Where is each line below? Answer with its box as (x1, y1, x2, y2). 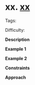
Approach (5, 74, 26, 80)
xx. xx (5, 1, 31, 13)
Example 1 (5, 46, 26, 52)
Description (5, 36, 30, 42)
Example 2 (5, 55, 27, 61)
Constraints (5, 65, 30, 71)
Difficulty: (5, 27, 25, 33)
